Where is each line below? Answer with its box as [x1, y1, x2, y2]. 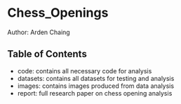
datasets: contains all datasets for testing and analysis [17, 74, 175, 82]
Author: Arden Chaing [7, 28, 70, 36]
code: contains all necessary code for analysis [17, 66, 152, 75]
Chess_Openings [7, 5, 109, 21]
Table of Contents [7, 48, 88, 60]
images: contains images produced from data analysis [17, 82, 174, 90]
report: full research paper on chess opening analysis [17, 89, 173, 97]
